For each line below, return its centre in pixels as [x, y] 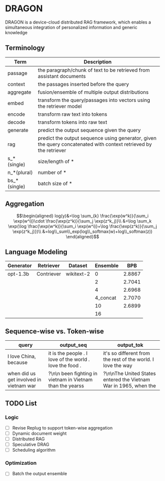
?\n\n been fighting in [73, 374]
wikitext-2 [78, 274]
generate [18, 130]
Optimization [21, 463]
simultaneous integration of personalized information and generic [71, 27]
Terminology [25, 48]
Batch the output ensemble [40, 474]
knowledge [16, 32]
